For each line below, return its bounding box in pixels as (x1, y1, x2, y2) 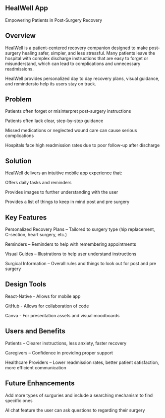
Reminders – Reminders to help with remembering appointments (5, 241, 136, 247)
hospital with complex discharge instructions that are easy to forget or (5, 55, 149, 61)
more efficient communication (5, 364, 66, 370)
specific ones (5, 397, 33, 404)
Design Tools (5, 280, 47, 288)
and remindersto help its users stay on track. (5, 80, 97, 86)
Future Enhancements (5, 379, 75, 388)
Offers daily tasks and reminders (5, 180, 72, 186)
